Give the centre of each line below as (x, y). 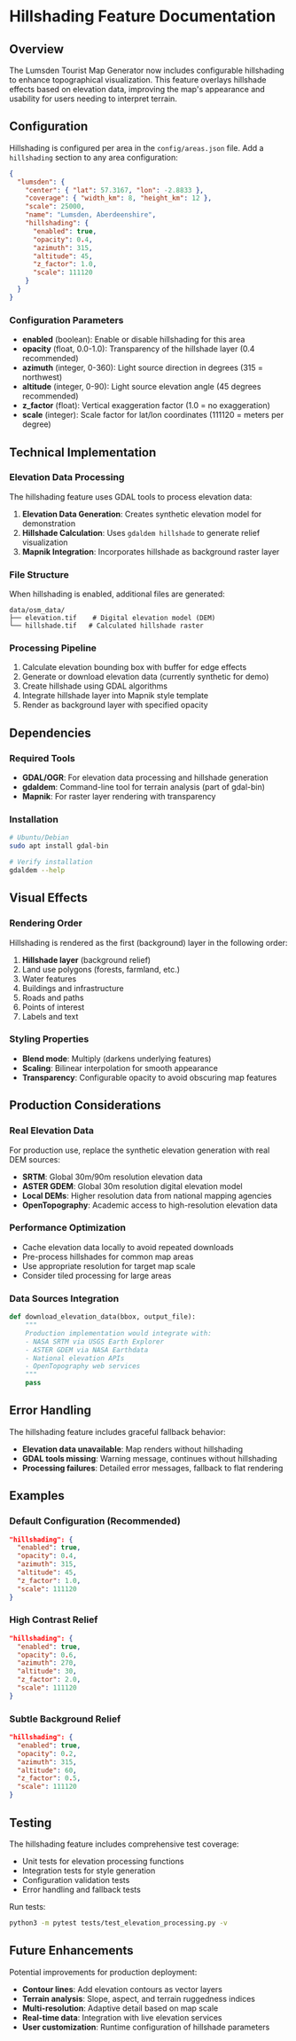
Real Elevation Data (52, 1131)
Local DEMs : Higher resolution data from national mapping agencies (147, 1195)
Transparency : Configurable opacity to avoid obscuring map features (149, 1077)
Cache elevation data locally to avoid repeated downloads (128, 1247)
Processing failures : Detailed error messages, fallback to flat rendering (152, 1468)
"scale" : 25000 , (55, 207)
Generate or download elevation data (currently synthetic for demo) (145, 677)
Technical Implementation (83, 452)
